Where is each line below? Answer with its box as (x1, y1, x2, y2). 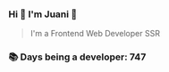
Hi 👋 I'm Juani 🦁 (8, 8, 78, 20)
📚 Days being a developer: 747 (8, 51, 147, 63)
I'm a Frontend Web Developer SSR (30, 28, 160, 39)
